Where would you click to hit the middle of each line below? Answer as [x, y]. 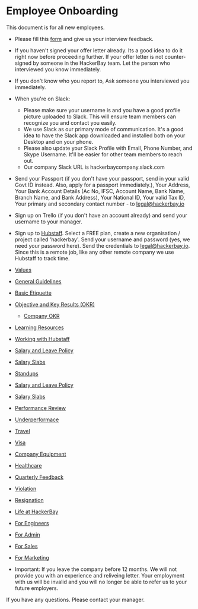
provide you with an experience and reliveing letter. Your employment [100, 575]
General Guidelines [38, 281]
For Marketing [32, 557]
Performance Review [40, 408]
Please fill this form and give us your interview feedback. [84, 39]
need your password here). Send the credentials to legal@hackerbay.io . [102, 245]
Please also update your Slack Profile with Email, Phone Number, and [108, 148]
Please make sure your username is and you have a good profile [102, 110]
